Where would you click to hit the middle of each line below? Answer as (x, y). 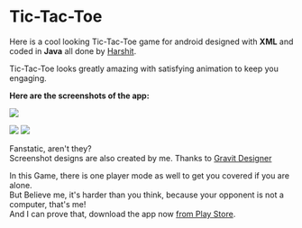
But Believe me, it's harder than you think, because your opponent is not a (146, 195)
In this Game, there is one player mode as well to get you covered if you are (150, 175)
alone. (21, 185)
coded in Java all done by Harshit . (73, 50)
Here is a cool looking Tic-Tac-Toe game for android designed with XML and (151, 41)
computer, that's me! (48, 204)
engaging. (28, 78)
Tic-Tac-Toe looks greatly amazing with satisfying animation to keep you (144, 68)
